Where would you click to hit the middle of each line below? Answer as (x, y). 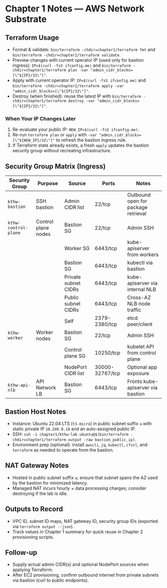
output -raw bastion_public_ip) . (102, 439)
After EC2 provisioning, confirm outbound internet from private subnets (85, 575)
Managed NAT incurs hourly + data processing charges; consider (79, 488)
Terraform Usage (32, 38)
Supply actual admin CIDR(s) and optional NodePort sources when (81, 565)
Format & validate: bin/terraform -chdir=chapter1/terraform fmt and (84, 49)
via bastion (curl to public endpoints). (50, 581)
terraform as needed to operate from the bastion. (63, 450)
